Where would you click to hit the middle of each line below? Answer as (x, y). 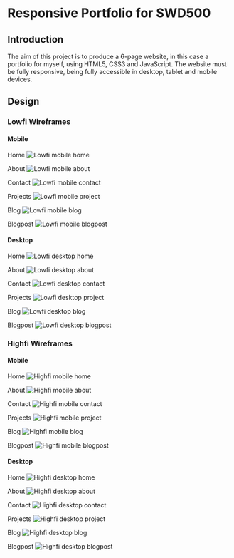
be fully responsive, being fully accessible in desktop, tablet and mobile (112, 72)
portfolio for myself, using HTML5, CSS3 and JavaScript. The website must (117, 64)
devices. (20, 79)
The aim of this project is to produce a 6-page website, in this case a (108, 56)
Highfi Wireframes (40, 343)
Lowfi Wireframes (39, 122)
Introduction (36, 40)
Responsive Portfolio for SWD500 (109, 13)
